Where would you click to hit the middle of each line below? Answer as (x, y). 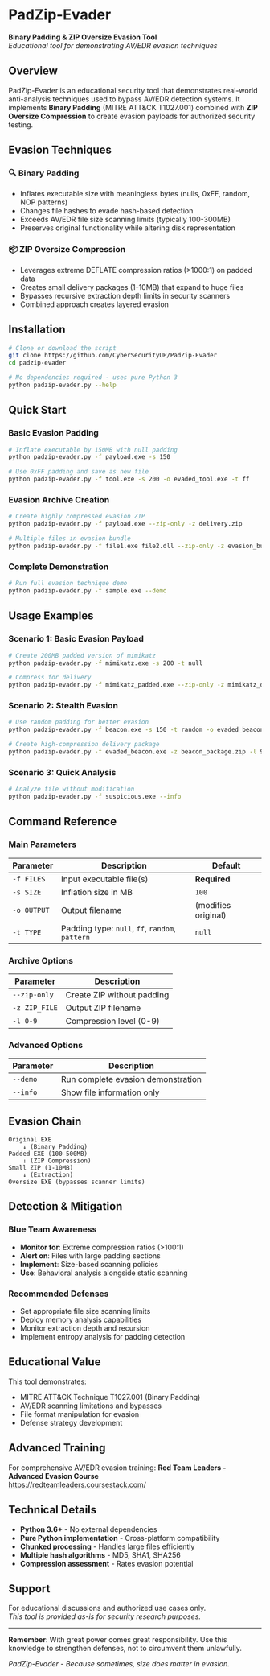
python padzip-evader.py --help (62, 385)
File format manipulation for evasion (80, 1414)
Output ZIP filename (103, 1008)
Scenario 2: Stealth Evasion (63, 706)
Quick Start (37, 410)
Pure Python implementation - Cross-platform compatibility (120, 1538)
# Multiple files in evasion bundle (70, 539)
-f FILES (29, 879)
